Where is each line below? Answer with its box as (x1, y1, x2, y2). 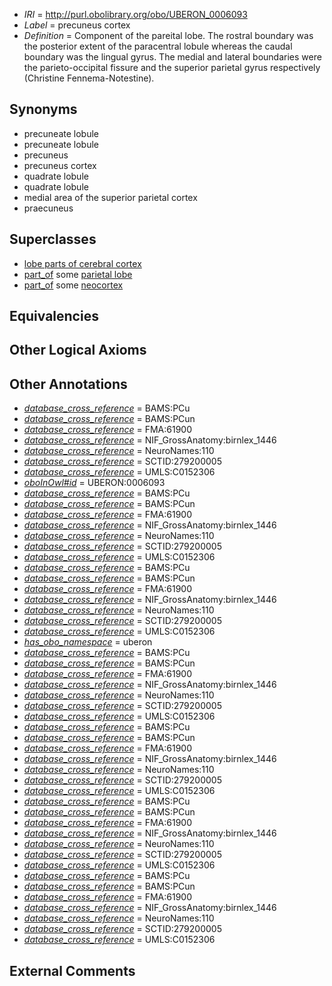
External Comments (9, 962, 136, 979)
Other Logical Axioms (9, 342, 147, 359)
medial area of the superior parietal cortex (23, 191, 198, 203)
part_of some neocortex (23, 279, 124, 291)
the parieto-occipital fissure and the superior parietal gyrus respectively (23, 62, 321, 73)
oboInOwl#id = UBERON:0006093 (23, 477, 166, 489)
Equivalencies (9, 308, 99, 325)
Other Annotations (9, 375, 128, 393)
